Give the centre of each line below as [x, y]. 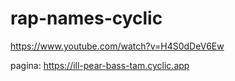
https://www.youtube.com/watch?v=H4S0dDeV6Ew [117, 46]
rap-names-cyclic [86, 18]
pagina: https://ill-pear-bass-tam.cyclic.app [100, 65]
